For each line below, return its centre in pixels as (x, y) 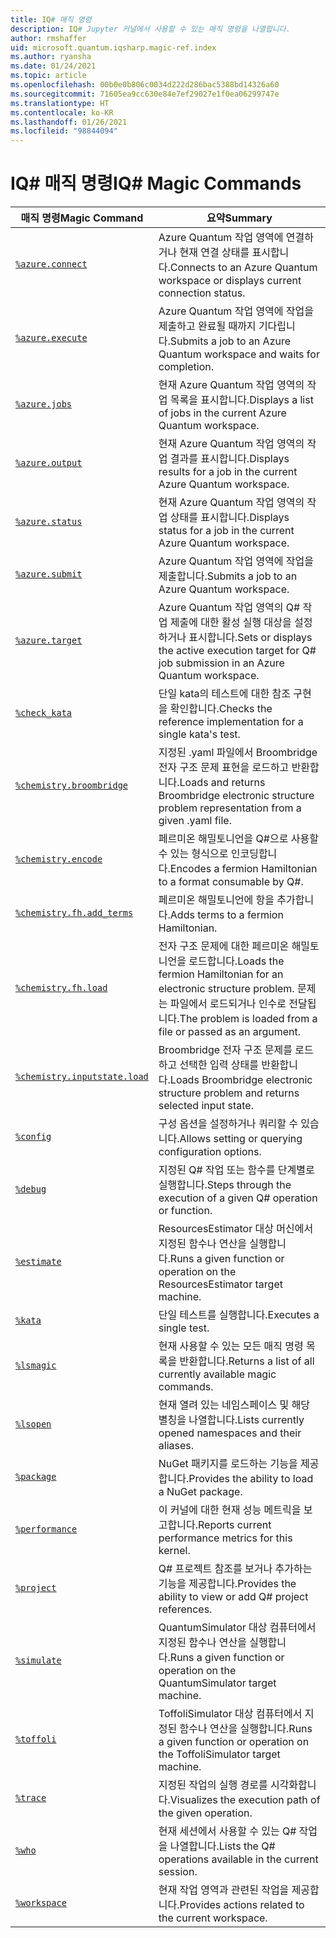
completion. (186, 367)
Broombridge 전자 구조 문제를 (225, 1050)
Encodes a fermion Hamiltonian (243, 869)
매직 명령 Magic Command (82, 218)
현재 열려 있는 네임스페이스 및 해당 (234, 1405)
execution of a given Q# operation (238, 1198)
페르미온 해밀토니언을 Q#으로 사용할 (238, 839)
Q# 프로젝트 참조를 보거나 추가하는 (235, 1569)
